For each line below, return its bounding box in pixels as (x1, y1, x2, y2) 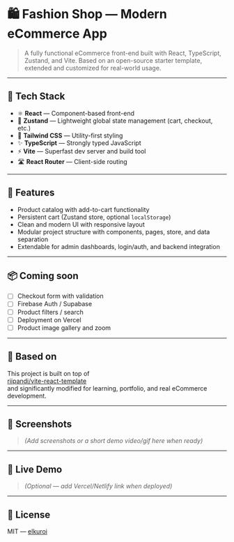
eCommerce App (7, 26, 108, 42)
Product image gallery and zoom (17, 323, 111, 332)
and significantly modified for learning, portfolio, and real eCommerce (7, 384, 208, 392)
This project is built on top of (7, 369, 90, 377)
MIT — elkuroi (7, 527, 47, 535)
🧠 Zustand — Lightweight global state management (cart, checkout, (17, 116, 213, 125)
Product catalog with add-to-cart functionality (17, 205, 150, 213)
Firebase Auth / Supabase (17, 300, 93, 308)
